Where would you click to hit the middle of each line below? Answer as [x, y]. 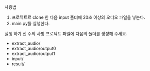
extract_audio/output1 [33, 54]
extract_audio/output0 [34, 48]
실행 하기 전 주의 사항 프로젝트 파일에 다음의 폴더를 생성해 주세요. [66, 34]
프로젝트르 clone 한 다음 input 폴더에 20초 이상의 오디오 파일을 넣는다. [78, 17]
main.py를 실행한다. [31, 23]
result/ [18, 64]
